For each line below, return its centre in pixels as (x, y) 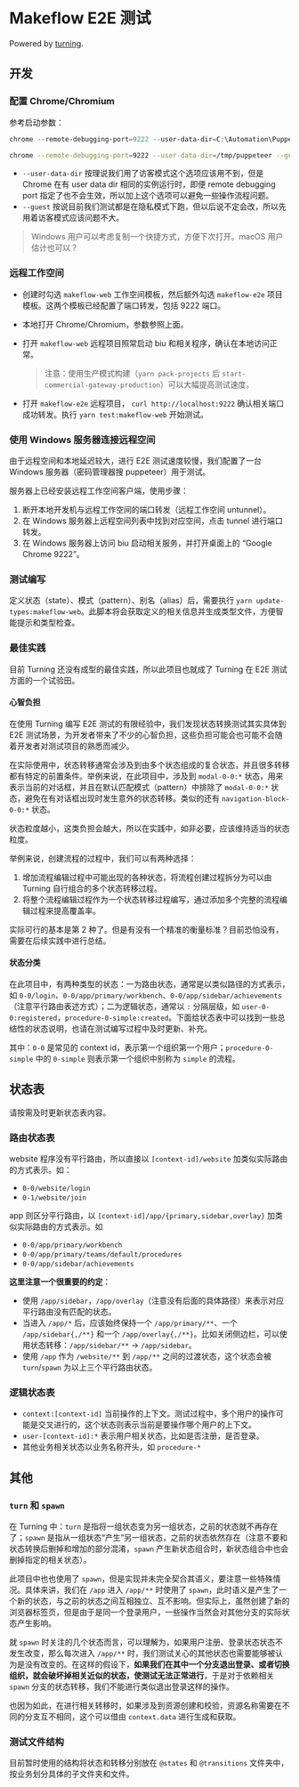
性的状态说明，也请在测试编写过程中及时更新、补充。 (114, 1028)
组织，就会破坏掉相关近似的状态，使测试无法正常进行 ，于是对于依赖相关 (141, 1676)
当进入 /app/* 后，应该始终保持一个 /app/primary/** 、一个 (129, 1323)
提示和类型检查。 (48, 623)
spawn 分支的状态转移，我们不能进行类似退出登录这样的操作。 (121, 1686)
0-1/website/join (54, 1198)
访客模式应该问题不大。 (81, 218)
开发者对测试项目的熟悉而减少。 (75, 746)
